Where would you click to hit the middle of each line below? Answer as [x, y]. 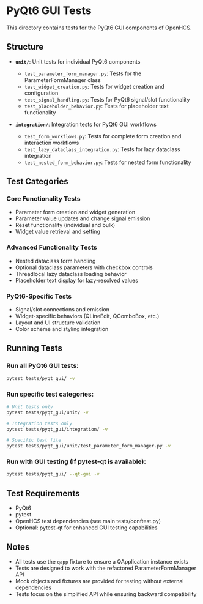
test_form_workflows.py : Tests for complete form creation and [103, 136]
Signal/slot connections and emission [62, 310]
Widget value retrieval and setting [58, 232]
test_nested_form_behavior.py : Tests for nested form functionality [108, 162]
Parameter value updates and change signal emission [83, 218]
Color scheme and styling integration [62, 329]
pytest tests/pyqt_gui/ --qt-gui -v [53, 474]
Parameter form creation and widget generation [75, 212]
